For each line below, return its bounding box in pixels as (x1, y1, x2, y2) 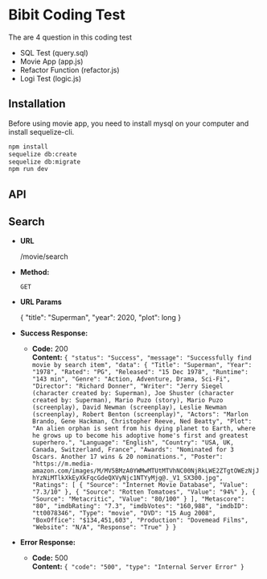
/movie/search (19, 252, 68, 261)
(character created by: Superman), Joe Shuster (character (31, 389, 235, 398)
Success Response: (19, 328, 88, 338)
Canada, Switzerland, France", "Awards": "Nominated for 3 (31, 446, 235, 454)
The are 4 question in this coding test (8, 32, 133, 42)
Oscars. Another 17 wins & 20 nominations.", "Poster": (31, 453, 224, 461)
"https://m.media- (31, 460, 94, 469)
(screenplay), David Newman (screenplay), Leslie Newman (31, 403, 228, 412)
